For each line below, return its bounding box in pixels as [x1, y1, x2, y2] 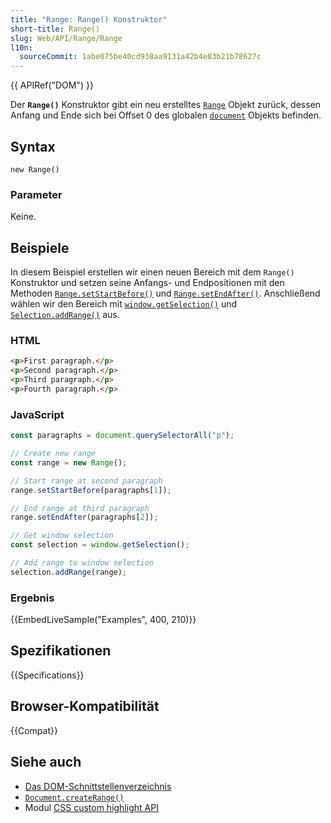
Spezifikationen [10, 642, 112, 660]
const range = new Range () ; [10, 457, 128, 468]
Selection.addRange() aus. [10, 309, 120, 321]
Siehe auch [10, 754, 82, 771]
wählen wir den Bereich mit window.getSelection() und [10, 298, 238, 310]
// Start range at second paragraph [10, 476, 163, 486]
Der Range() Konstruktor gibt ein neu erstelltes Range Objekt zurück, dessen [10, 99, 322, 111]
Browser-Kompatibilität [10, 698, 160, 715]
